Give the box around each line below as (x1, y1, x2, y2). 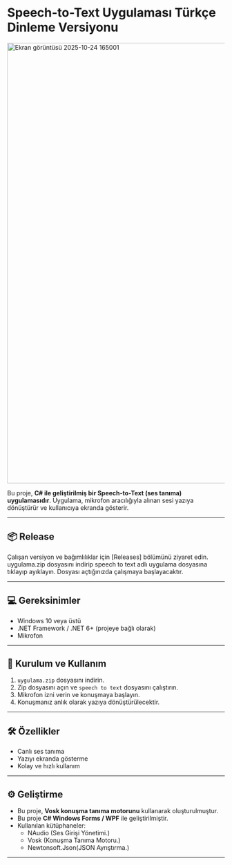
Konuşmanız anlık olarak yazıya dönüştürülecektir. (17, 698, 160, 706)
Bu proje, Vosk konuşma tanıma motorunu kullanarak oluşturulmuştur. (17, 807, 219, 815)
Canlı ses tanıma (17, 748, 65, 756)
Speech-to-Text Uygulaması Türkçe (7, 5, 216, 21)
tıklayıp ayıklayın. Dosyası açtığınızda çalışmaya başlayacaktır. (7, 567, 184, 576)
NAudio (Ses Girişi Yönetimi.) (27, 829, 110, 837)
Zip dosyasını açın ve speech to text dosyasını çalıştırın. (17, 683, 178, 692)
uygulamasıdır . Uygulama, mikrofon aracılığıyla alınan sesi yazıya (7, 496, 194, 504)
